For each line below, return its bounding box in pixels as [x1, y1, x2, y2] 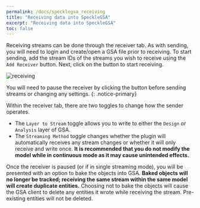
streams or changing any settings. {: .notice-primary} [6, 90, 137, 97]
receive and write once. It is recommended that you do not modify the [14, 145, 190, 152]
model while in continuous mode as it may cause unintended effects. [14, 152, 189, 159]
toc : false [6, 25, 33, 32]
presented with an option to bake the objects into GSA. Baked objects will [6, 170, 188, 177]
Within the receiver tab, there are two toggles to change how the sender [6, 102, 184, 109]
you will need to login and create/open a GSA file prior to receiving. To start [6, 48, 192, 56]
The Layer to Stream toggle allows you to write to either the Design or [14, 120, 186, 127]
